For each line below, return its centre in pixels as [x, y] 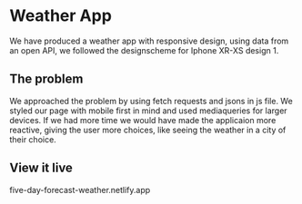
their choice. [33, 139]
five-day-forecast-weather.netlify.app [80, 189]
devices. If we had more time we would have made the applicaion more [143, 120]
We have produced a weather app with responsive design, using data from [149, 41]
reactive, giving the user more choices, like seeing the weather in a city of [148, 130]
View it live [41, 168]
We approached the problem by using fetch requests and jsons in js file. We [151, 101]
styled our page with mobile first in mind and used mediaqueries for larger [149, 111]
